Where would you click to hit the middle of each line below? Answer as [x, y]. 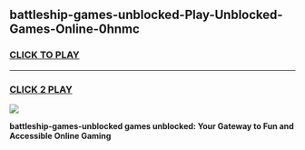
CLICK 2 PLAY [41, 89]
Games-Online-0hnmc [75, 30]
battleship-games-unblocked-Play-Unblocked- [146, 15]
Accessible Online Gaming [60, 135]
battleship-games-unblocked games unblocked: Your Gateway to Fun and [152, 125]
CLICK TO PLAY [44, 55]
